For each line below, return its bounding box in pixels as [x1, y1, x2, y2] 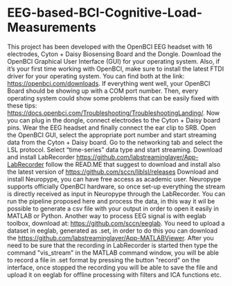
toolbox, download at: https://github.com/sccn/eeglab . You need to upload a [7, 219, 225, 227]
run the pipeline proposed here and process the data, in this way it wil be [7, 197, 215, 205]
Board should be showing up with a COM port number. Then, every [7, 87, 199, 95]
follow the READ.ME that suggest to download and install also [45, 160, 221, 168]
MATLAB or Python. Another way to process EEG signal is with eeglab [7, 211, 206, 220]
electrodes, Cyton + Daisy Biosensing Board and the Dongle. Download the [7, 50, 222, 58]
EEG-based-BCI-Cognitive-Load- [7, 5, 203, 21]
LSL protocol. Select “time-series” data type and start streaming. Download [7, 145, 223, 154]
